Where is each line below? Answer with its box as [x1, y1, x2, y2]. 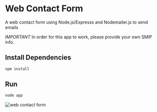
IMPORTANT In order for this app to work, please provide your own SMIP [5, 34, 152, 40]
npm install [5, 66, 29, 71]
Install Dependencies [5, 54, 71, 62]
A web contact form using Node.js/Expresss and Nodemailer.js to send [5, 19, 148, 25]
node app [5, 93, 23, 98]
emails [5, 24, 19, 30]
